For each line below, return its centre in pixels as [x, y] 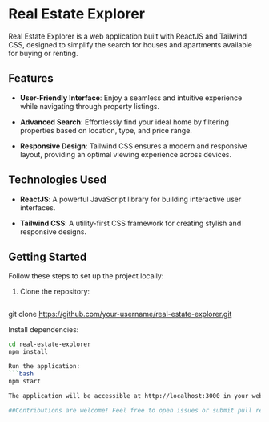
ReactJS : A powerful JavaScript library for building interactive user [130, 199]
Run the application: [44, 367]
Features [31, 78]
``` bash [21, 374]
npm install [28, 352]
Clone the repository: [55, 292]
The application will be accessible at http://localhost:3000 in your [128, 396]
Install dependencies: [44, 330]
